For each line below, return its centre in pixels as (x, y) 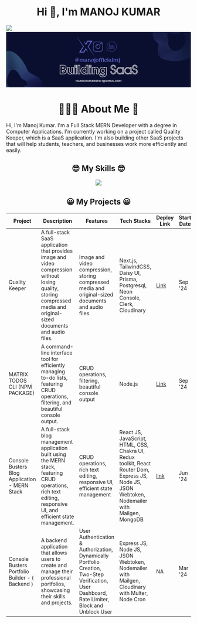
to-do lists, (54, 377)
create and (54, 565)
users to (51, 559)
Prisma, (128, 279)
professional (56, 577)
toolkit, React (135, 464)
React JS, (131, 433)
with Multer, (134, 593)
